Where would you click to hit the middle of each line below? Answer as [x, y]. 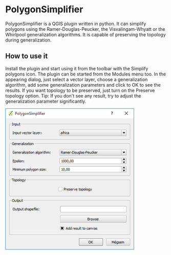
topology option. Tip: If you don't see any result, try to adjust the [73, 95]
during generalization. [28, 40]
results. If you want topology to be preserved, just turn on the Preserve [80, 90]
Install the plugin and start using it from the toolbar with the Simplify [77, 68]
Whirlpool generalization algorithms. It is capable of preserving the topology [86, 34]
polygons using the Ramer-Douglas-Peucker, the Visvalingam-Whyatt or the [85, 29]
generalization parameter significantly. [46, 101]
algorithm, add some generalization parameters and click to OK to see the [83, 85]
